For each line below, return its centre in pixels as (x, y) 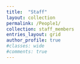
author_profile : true (34, 40)
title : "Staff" (27, 12)
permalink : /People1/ (34, 23)
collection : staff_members (40, 29)
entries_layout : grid (34, 35)
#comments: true (27, 52)
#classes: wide (25, 46)
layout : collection (31, 18)
